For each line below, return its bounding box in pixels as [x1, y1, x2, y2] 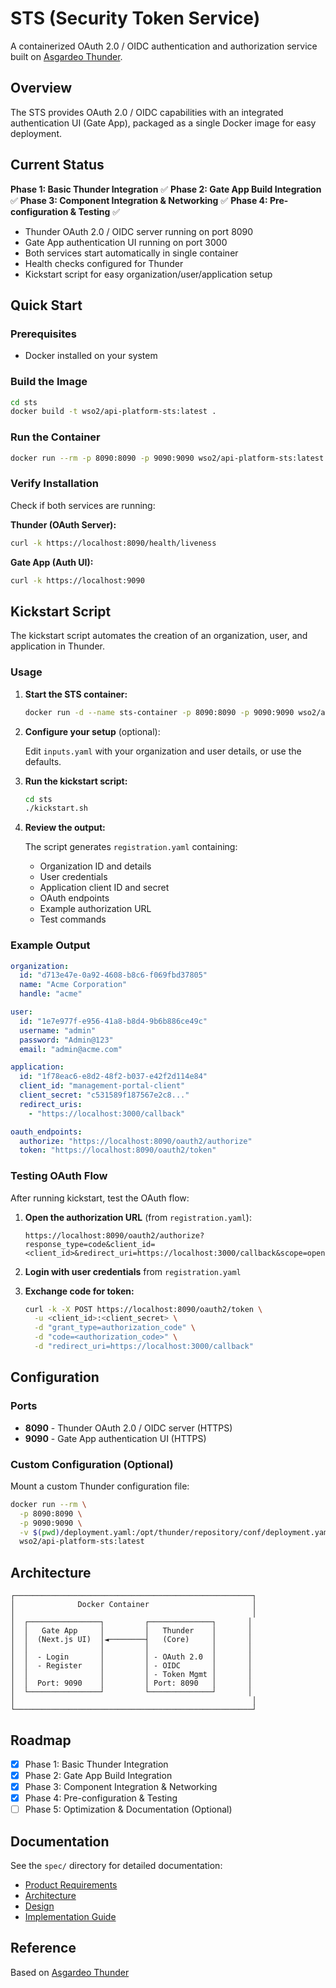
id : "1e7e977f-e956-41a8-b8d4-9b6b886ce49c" [19, 1016, 208, 1026]
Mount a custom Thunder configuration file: [10, 1480, 190, 1492]
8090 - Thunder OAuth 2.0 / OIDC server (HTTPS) [24, 1422, 233, 1434]
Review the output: [24, 822, 106, 834]
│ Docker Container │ [10, 1600, 257, 1610]
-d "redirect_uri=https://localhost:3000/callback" [34, 1342, 254, 1352]
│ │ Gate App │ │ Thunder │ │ [10, 1626, 253, 1636]
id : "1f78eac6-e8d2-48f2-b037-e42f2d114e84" [19, 1072, 208, 1082]
